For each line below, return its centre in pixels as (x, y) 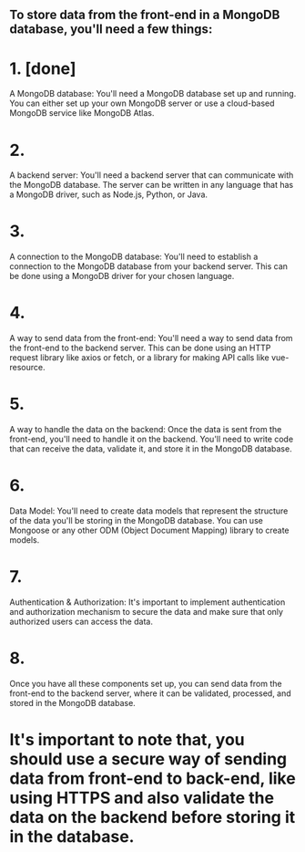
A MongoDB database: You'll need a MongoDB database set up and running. (153, 94)
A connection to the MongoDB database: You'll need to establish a (134, 257)
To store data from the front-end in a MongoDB (145, 15)
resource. (27, 368)
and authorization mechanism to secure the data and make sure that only (147, 611)
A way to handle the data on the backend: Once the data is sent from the (146, 430)
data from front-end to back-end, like (152, 779)
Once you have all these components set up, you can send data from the (146, 683)
